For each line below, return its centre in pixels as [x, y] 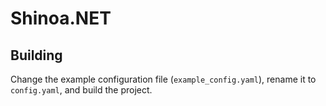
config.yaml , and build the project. [81, 90]
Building [36, 55]
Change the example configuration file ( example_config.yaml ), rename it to [163, 79]
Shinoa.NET [61, 18]
